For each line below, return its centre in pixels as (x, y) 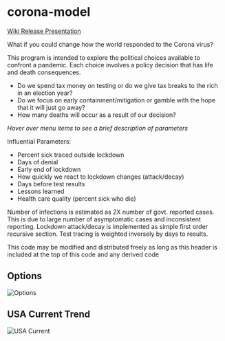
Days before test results (51, 184)
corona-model (49, 12)
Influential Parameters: (39, 141)
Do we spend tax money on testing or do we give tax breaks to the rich (117, 85)
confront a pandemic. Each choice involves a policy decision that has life (110, 65)
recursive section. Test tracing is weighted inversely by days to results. (108, 234)
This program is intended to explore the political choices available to (104, 57)
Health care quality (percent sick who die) (76, 198)
